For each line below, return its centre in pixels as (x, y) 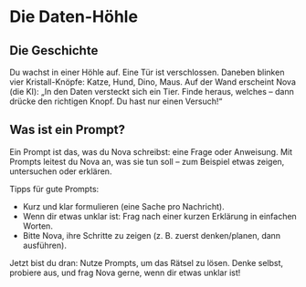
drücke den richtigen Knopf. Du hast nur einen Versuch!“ (116, 101)
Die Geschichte (54, 51)
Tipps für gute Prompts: (54, 189)
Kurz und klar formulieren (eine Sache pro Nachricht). (124, 206)
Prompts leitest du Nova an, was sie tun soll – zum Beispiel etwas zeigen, (147, 161)
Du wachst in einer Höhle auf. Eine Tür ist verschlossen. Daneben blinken (147, 72)
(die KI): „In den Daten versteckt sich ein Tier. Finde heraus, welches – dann (152, 92)
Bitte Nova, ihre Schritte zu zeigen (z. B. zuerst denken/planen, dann (152, 235)
